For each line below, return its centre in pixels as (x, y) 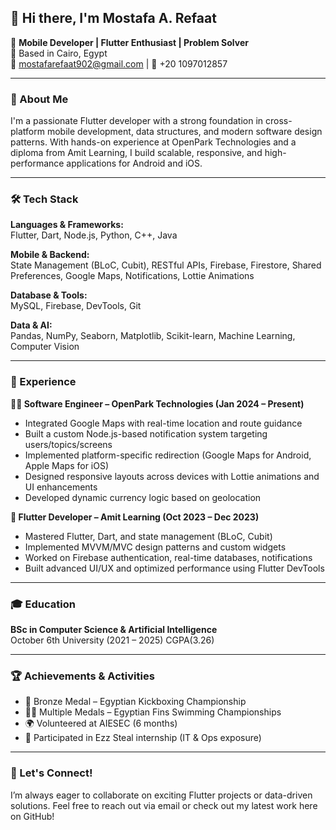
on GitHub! (32, 816)
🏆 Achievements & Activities (82, 676)
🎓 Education (43, 604)
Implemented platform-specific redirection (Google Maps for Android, (168, 455)
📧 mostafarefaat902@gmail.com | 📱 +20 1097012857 (119, 63)
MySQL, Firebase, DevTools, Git (76, 306)
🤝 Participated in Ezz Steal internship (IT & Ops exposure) (143, 738)
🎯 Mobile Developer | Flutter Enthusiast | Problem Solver (129, 42)
